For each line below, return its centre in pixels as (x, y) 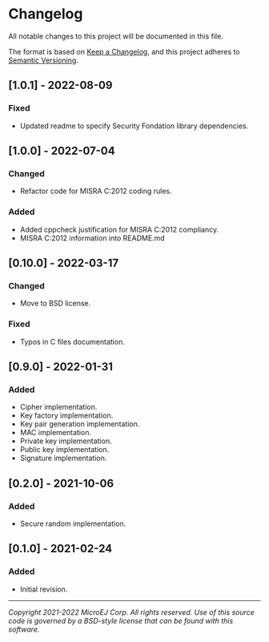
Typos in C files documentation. (72, 341)
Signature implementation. (63, 458)
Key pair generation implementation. (80, 424)
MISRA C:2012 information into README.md (92, 238)
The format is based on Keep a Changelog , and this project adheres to (124, 51)
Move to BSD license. (55, 303)
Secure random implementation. (73, 523)
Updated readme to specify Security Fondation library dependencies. (134, 126)
